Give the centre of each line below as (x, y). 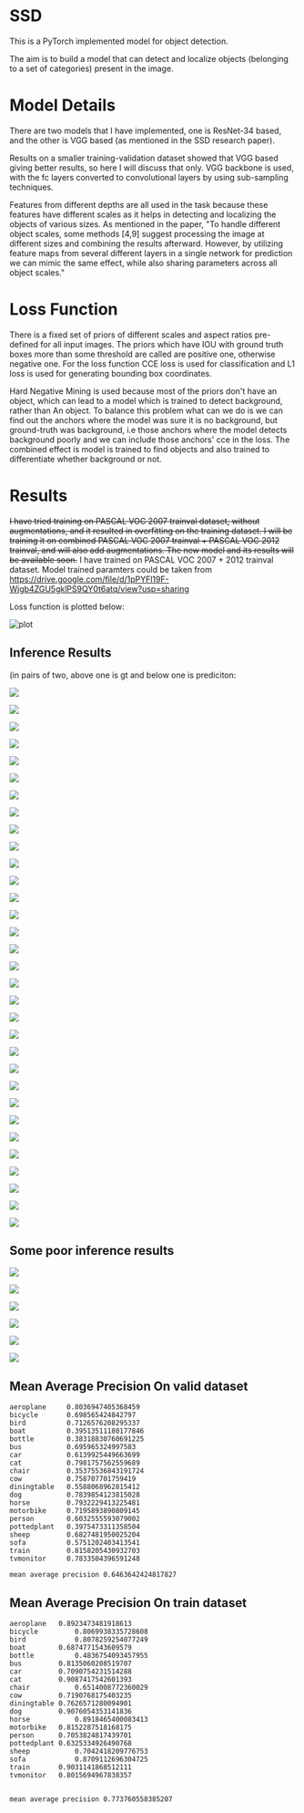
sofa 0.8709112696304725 (79, 1759)
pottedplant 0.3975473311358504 (75, 1527)
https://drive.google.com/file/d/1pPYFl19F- (90, 579)
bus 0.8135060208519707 (71, 1663)
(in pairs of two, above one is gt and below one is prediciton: (123, 675)
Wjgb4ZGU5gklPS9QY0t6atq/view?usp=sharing (99, 588)
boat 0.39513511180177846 (77, 1431)
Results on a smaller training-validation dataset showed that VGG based (144, 158)
